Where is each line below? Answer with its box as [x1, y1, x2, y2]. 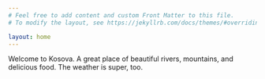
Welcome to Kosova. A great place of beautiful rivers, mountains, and [8, 54, 234, 63]
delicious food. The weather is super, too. [8, 63, 144, 72]
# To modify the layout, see [8, 19, 104, 27]
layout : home [8, 33, 51, 41]
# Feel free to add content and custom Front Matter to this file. [8, 11, 235, 20]
